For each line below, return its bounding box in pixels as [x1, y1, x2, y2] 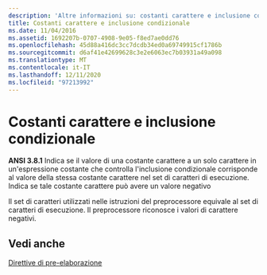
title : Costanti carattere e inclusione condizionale [8, 19, 191, 27]
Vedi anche [8, 237, 66, 250]
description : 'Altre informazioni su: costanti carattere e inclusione [8, 11, 250, 20]
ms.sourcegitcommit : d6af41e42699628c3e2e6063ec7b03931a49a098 [8, 49, 222, 57]
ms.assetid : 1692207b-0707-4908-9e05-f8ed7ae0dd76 [8, 33, 180, 42]
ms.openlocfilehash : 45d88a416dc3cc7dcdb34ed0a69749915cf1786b [8, 41, 222, 49]
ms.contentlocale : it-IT [8, 64, 91, 72]
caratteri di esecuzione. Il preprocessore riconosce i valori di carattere [8, 205, 238, 215]
